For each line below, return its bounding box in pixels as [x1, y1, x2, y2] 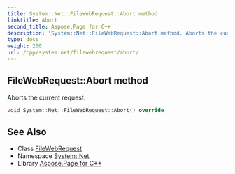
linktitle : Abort [7, 17, 58, 24]
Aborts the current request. [7, 93, 86, 102]
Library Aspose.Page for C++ [17, 159, 103, 168]
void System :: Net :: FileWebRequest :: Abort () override [7, 106, 164, 113]
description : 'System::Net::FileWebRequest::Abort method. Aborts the [7, 29, 218, 37]
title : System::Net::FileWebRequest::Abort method [7, 10, 158, 17]
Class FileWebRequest [17, 144, 83, 153]
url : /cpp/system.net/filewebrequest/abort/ [7, 49, 139, 56]
